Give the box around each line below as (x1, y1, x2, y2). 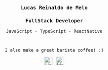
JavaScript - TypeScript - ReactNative (6, 28, 103, 34)
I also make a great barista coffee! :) (4, 47, 104, 53)
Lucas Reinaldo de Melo (20, 4, 88, 11)
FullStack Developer (25, 17, 83, 24)
